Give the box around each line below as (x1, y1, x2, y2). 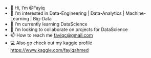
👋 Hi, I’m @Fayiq (10, 5, 45, 11)
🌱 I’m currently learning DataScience (10, 21, 88, 27)
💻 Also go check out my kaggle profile (10, 40, 93, 46)
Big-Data (33, 16, 52, 21)
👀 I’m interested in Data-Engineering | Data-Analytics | (10, 10, 124, 16)
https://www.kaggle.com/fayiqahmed (10, 47, 89, 53)
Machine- (125, 10, 146, 16)
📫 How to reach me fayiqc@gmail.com (10, 32, 93, 38)
